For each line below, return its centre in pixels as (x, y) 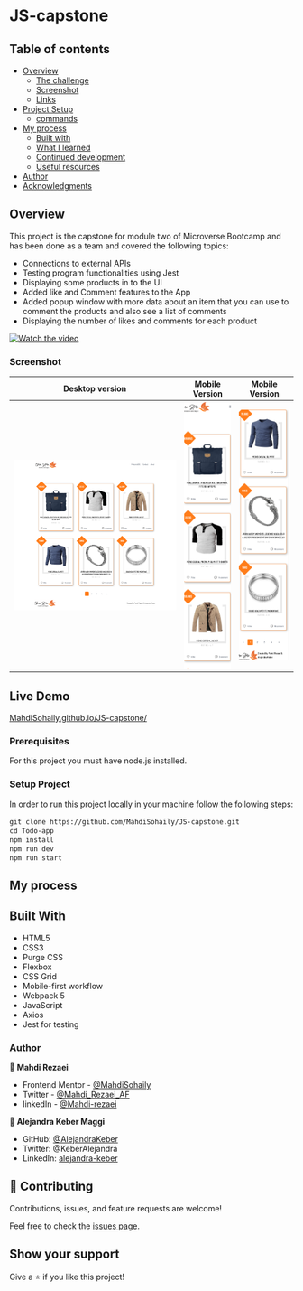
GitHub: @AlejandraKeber (70, 1139)
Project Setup (48, 109)
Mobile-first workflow (63, 986)
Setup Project (40, 784)
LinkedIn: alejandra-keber (70, 1158)
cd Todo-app (32, 831)
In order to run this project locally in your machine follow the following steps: (151, 804)
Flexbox (37, 967)
